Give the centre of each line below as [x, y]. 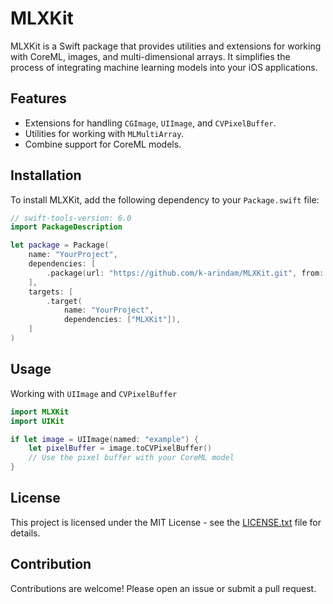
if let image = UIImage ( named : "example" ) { [104, 439]
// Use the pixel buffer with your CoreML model [131, 458]
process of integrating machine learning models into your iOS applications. [164, 67]
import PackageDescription [66, 227]
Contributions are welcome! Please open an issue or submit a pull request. [163, 588]
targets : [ [51, 292]
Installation [46, 175]
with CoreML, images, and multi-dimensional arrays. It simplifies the [150, 56]
